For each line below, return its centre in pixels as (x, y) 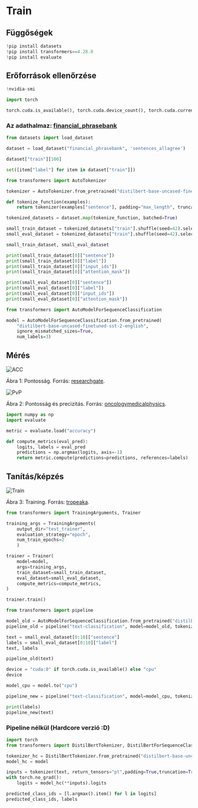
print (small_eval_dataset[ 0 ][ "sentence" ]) (59, 283)
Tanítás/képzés (35, 476)
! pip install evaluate (34, 57)
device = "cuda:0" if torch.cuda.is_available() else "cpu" (82, 669)
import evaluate (26, 420)
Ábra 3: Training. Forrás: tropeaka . (48, 502)
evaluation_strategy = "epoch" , (54, 535)
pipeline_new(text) (30, 712)
